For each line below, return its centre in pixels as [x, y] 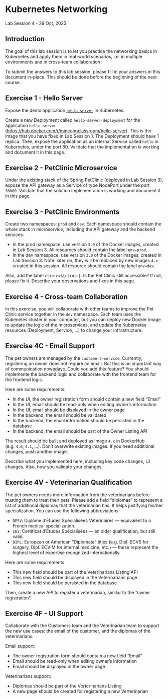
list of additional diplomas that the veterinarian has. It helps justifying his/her [84, 505]
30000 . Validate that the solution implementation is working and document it [83, 191]
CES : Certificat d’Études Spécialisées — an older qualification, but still [84, 531]
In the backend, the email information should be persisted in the [78, 420]
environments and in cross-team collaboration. [53, 62]
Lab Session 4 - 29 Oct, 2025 [36, 23]
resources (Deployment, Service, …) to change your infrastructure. [74, 330]
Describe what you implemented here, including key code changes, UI [78, 461]
